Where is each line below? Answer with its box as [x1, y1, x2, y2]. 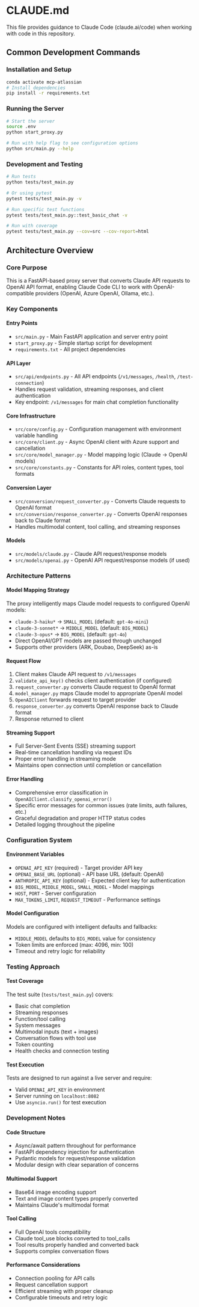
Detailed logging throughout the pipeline [14, 820, 115, 828]
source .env [6, 124, 36, 130]
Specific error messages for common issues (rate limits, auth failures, [14, 801, 188, 809]
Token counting [14, 1041, 54, 1048]
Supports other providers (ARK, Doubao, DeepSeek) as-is [14, 643, 158, 650]
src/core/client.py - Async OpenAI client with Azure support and [14, 438, 179, 446]
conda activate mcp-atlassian [6, 79, 82, 85]
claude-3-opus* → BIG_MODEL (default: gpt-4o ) [14, 630, 127, 638]
